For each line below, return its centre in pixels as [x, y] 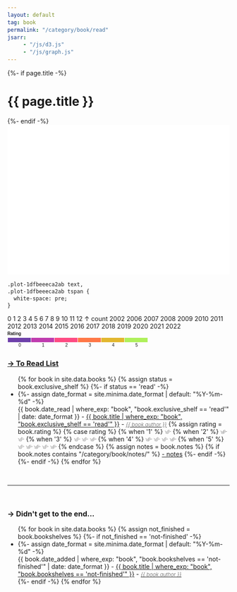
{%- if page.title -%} [37, 73]
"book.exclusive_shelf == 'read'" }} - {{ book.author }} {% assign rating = [120, 424]
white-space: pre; [41, 298]
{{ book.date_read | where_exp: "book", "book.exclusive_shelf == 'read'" [123, 409]
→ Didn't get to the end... [51, 514]
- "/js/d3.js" [44, 45]
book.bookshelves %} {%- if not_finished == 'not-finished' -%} [109, 537]
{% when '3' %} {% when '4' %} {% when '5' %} [125, 439]
